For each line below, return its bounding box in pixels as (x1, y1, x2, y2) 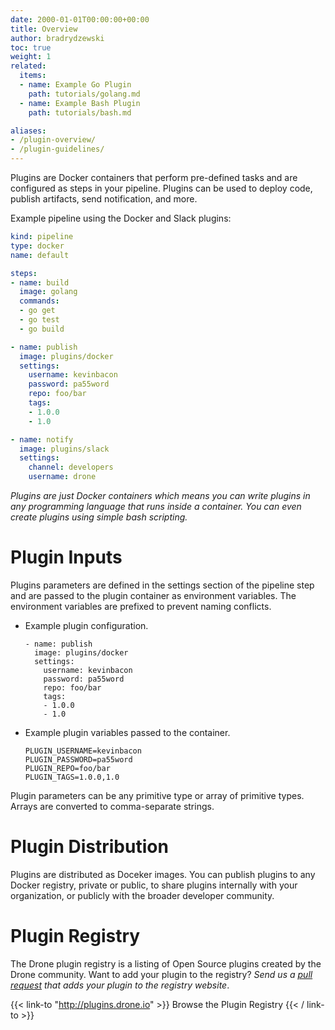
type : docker (10, 241, 65, 251)
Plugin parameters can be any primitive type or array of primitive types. (10, 789, 305, 801)
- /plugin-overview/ (10, 135, 97, 145)
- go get (19, 306, 56, 316)
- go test (19, 315, 60, 325)
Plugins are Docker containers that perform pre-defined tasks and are (10, 172, 298, 183)
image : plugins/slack (19, 444, 110, 454)
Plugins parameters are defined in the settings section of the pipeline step (10, 579, 315, 591)
